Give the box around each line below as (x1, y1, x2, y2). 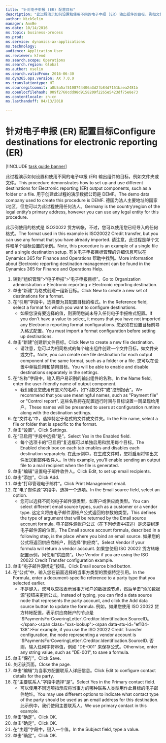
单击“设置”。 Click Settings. (12, 427, 68, 433)
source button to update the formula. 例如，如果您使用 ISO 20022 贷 (20, 604, 159, 609)
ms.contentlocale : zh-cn (5, 94, 57, 99)
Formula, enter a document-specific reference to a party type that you (12, 575, 156, 581)
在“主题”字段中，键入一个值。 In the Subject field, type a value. (12, 726, 140, 732)
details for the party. (12, 673, 54, 679)
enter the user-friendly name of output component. (12, 381, 117, 387)
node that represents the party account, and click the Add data (20, 598, 148, 604)
